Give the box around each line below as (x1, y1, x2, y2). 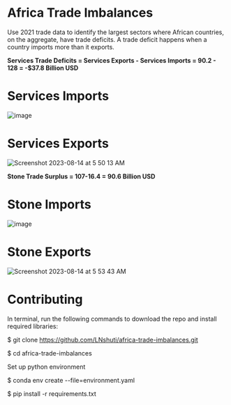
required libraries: (7, 322, 59, 330)
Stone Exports (7, 244, 91, 259)
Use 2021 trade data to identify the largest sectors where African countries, (7, 28, 225, 36)
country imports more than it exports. (7, 43, 115, 51)
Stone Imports (7, 197, 92, 212)
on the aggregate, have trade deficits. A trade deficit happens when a (7, 35, 207, 43)
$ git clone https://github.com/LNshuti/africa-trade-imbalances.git (7, 335, 198, 344)
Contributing (7, 291, 83, 307)
